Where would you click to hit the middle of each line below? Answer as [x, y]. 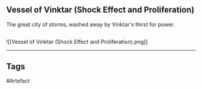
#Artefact [18, 81]
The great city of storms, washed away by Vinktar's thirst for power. [90, 24]
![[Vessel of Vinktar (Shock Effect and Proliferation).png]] [77, 42]
